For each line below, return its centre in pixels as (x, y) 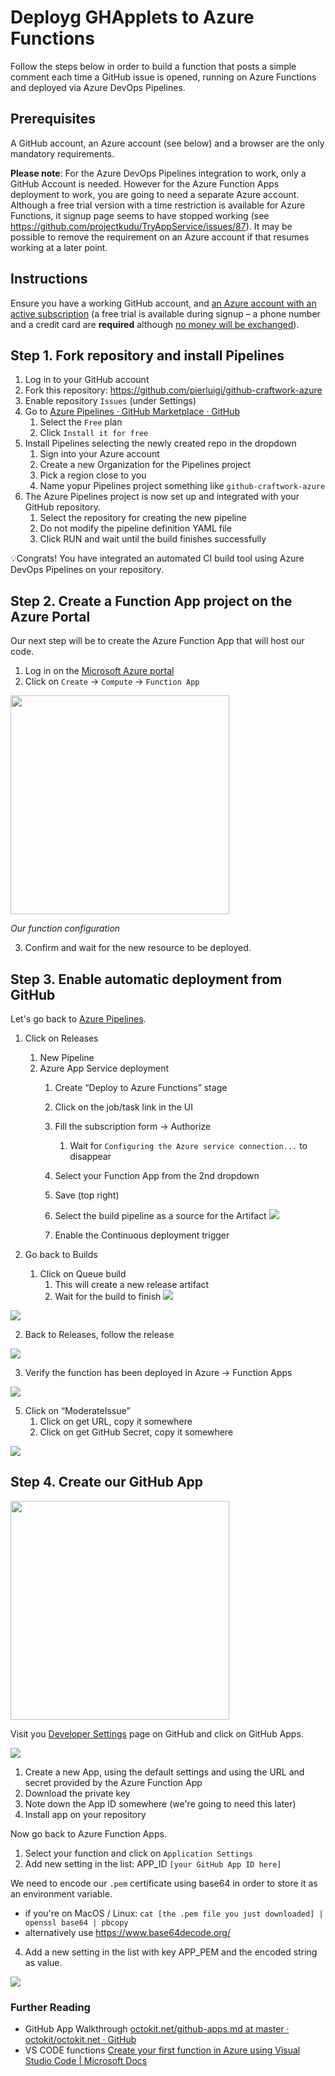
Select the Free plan (81, 422)
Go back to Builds (61, 1254)
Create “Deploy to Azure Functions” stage (141, 1087)
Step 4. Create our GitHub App (107, 1482)
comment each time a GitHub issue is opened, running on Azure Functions (163, 77)
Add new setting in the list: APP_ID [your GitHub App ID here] (153, 1863)
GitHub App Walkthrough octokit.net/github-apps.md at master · (157, 2029)
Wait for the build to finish (108, 1296)
